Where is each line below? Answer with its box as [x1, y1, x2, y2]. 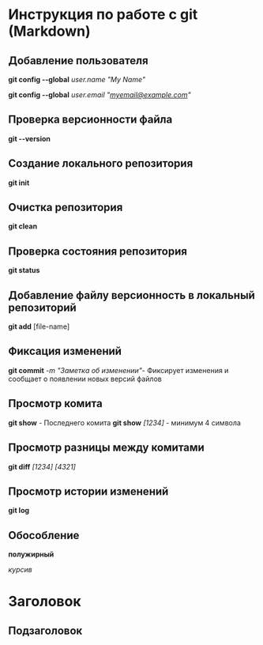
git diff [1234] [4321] [8, 462, 77, 471]
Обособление [8, 528, 80, 542]
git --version [8, 134, 51, 143]
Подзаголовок [8, 624, 83, 637]
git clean [8, 221, 38, 231]
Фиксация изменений [8, 345, 122, 358]
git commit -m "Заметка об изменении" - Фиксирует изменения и [8, 365, 229, 375]
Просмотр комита [8, 397, 103, 410]
